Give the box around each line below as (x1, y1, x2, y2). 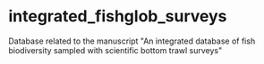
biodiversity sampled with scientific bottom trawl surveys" (8, 44, 223, 55)
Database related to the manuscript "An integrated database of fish (8, 36, 256, 46)
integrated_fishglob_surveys (8, 6, 227, 27)
